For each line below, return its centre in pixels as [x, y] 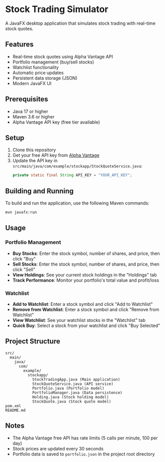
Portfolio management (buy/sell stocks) [53, 62]
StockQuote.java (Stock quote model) [72, 402]
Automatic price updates [38, 73]
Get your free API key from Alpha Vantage [56, 155]
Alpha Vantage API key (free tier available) [56, 122]
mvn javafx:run [21, 213]
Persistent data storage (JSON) [45, 78]
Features [19, 45]
